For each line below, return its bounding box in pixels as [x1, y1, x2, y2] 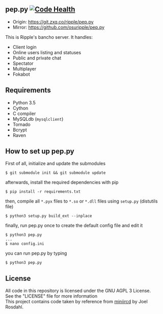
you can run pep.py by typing [5, 250, 67, 256]
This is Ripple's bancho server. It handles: [5, 34, 93, 40]
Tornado [12, 121, 31, 127]
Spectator [12, 60, 34, 66]
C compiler [12, 110, 36, 117]
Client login [12, 44, 37, 50]
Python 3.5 [12, 99, 36, 105]
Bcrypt [12, 126, 27, 133]
